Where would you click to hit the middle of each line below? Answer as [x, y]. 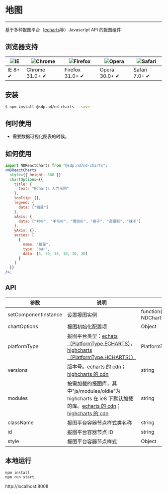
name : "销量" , [37, 244]
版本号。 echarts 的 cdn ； [97, 366]
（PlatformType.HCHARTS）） [101, 357]
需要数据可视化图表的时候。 [41, 136]
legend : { [24, 203]
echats [110, 336]
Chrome [36, 69]
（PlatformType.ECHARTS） [99, 343]
